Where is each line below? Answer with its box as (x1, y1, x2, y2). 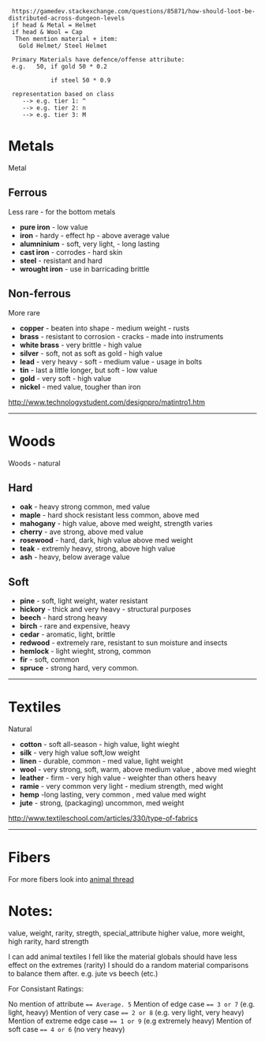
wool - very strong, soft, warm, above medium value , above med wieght (19, 765, 256, 775)
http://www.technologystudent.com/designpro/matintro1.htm (8, 397, 206, 406)
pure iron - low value (19, 222, 88, 232)
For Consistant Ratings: (8, 984, 84, 993)
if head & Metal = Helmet (11, 21, 97, 29)
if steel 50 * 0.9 (50, 77, 111, 84)
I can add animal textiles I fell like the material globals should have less (8, 951, 238, 962)
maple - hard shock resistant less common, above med (19, 510, 200, 520)
